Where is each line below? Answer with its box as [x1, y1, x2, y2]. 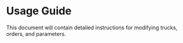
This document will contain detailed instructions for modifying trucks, [6, 24, 178, 31]
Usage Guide [6, 4, 72, 18]
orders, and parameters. [6, 30, 66, 37]
